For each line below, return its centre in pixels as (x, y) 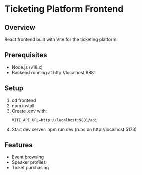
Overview (20, 28)
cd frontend (24, 100)
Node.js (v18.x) (27, 67)
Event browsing (28, 157)
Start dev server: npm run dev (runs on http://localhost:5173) (74, 129)
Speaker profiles (29, 162)
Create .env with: (29, 111)
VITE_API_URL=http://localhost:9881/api (54, 120)
